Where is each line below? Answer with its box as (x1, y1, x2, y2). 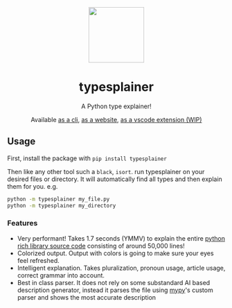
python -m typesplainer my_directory (7, 202, 116, 209)
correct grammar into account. (17, 271, 105, 280)
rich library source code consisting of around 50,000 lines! (17, 241, 185, 250)
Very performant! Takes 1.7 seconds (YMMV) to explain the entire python (17, 234, 225, 242)
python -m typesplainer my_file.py (7, 196, 110, 203)
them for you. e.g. (7, 182, 58, 190)
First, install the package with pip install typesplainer (7, 154, 168, 162)
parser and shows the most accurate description (17, 293, 157, 301)
